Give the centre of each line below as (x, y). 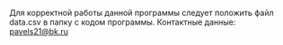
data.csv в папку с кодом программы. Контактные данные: (123, 22)
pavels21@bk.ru (39, 31)
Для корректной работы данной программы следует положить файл (141, 13)
